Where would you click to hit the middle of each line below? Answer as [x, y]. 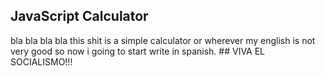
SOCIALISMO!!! [41, 61]
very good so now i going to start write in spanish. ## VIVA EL [138, 51]
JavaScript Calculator [79, 16]
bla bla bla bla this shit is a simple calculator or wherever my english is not [163, 40]
